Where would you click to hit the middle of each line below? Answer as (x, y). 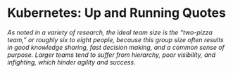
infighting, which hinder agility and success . (71, 62)
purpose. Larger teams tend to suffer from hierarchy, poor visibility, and (112, 55)
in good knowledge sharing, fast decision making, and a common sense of (116, 47)
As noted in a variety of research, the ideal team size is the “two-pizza (110, 32)
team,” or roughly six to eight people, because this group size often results (115, 39)
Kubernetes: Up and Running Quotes (117, 13)
